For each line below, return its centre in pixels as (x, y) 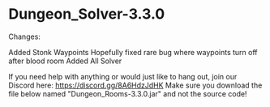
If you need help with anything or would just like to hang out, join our (123, 76)
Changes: (24, 36)
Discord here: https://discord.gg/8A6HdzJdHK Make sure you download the (135, 85)
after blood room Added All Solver (65, 61)
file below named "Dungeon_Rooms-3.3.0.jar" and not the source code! (128, 93)
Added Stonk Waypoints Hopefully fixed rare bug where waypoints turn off (133, 52)
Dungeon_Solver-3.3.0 (87, 14)
